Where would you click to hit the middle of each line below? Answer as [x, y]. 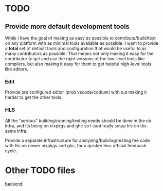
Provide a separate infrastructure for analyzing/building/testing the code [78, 140]
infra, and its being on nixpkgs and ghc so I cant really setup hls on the [76, 126]
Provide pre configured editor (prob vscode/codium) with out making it [76, 92]
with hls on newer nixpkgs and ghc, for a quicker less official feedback [76, 145]
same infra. [16, 131]
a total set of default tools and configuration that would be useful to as [76, 48]
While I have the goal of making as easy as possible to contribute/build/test [81, 38]
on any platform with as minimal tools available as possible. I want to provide [82, 43]
